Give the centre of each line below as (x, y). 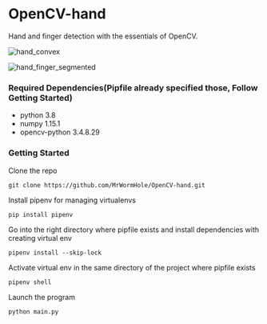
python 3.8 (38, 115)
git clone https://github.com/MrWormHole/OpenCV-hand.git (107, 185)
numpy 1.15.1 (40, 124)
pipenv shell (30, 282)
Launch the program (42, 297)
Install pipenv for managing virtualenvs (72, 200)
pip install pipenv (41, 214)
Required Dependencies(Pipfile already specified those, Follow (133, 87)
